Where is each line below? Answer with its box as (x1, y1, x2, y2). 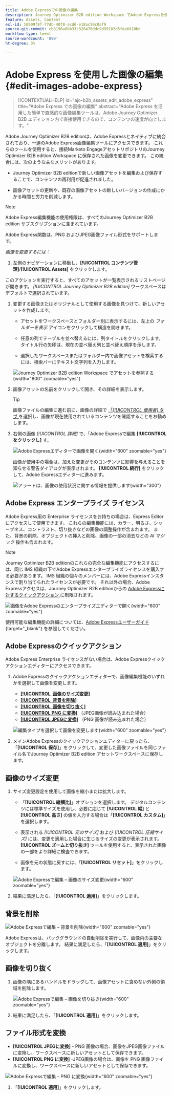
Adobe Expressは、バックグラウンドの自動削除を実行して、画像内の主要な (5, 935, 163, 941)
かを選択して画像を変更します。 (12, 680, 80, 686)
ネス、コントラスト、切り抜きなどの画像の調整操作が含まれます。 (14, 526, 153, 532)
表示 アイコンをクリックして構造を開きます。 (38, 324, 134, 330)
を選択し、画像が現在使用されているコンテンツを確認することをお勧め (18, 413, 167, 419)
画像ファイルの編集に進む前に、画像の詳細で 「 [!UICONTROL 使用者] (12, 406, 159, 413)
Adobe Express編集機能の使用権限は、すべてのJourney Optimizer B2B (5, 214, 154, 220)
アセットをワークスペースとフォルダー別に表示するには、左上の (20, 318, 155, 324)
